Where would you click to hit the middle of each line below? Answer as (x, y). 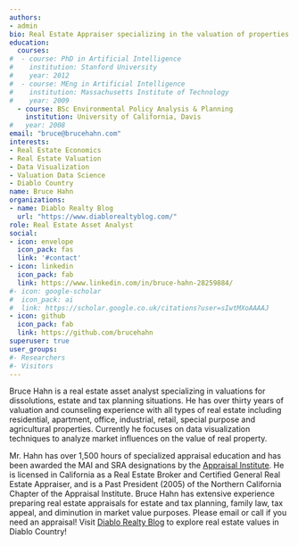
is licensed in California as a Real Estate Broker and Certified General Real (145, 475)
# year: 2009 (39, 100)
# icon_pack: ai (41, 300)
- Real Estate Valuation (55, 158)
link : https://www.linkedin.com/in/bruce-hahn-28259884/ (125, 283)
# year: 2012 (39, 76)
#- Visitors (31, 366)
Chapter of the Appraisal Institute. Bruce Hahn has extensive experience (142, 494)
